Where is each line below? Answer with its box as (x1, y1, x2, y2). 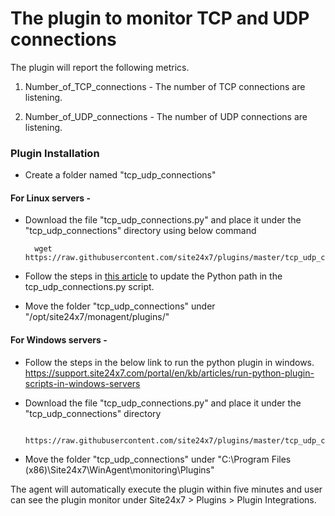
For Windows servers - (10, 334, 108, 346)
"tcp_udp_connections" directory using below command (24, 225, 257, 237)
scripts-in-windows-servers (24, 377, 141, 389)
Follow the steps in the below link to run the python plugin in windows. (24, 356, 315, 368)
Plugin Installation (10, 146, 100, 160)
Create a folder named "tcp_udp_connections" (24, 169, 217, 181)
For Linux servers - (10, 192, 91, 204)
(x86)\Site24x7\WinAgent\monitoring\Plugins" (24, 463, 215, 476)
